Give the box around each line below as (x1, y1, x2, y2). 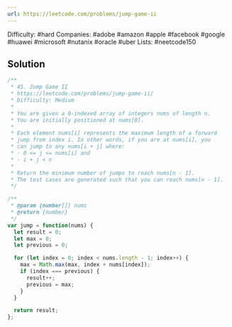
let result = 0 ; (13, 228, 62, 235)
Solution (7, 58, 45, 70)
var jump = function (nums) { (7, 222, 94, 229)
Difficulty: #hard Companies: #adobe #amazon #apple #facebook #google (7, 30, 226, 38)
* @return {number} (10, 209, 69, 216)
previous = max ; (26, 281, 74, 288)
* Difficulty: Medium (10, 97, 74, 104)
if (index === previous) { (20, 268, 100, 275)
